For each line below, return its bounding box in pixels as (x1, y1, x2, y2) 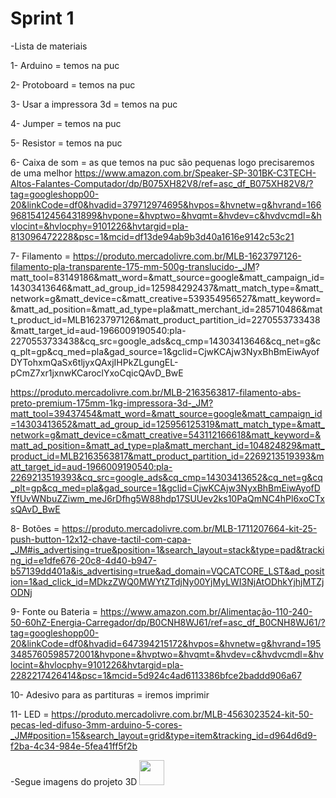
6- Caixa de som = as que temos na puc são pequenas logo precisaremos (10, 156, 315, 168)
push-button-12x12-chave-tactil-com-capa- (10, 533, 192, 545)
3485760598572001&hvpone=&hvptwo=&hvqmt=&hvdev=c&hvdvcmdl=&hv (10, 648, 324, 660)
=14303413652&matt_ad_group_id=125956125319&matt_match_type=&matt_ (10, 418, 325, 430)
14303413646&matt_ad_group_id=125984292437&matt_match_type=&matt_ (10, 282, 324, 294)
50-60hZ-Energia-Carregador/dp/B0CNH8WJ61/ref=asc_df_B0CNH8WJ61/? (10, 616, 326, 628)
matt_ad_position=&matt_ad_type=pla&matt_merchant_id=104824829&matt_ (10, 439, 325, 451)
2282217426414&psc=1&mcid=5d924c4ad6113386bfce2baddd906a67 (10, 669, 302, 681)
